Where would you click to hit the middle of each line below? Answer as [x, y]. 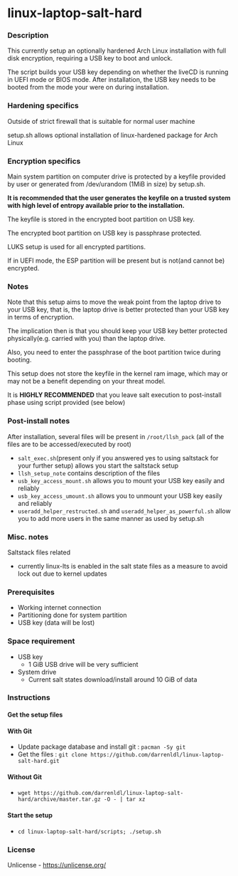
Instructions [29, 697]
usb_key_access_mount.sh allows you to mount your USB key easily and [121, 480]
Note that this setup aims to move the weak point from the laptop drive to [114, 302]
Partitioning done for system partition [72, 615]
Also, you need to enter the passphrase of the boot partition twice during [114, 352]
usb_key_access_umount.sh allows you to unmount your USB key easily [120, 495]
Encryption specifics [44, 161]
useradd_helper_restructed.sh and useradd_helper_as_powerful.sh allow [124, 511]
